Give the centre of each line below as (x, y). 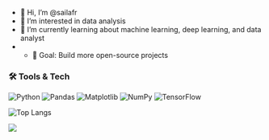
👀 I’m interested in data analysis (73, 21)
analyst (32, 38)
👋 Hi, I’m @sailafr (48, 12)
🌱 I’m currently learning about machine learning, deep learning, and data (141, 29)
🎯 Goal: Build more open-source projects (100, 55)
